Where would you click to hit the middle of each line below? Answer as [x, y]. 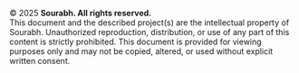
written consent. [40, 61]
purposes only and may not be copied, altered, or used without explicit [141, 51]
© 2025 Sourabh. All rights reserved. [81, 13]
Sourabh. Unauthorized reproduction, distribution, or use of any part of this [149, 32]
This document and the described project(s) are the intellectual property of [149, 23]
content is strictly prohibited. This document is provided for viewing [135, 41]
